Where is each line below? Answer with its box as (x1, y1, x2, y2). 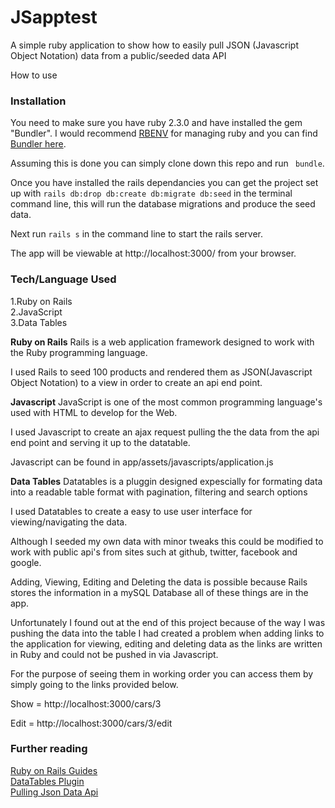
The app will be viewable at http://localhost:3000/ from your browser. (10, 247, 297, 260)
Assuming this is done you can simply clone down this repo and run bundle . (10, 157, 325, 170)
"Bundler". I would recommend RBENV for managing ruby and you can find (10, 127, 318, 140)
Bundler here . (10, 138, 67, 150)
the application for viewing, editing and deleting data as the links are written (10, 637, 323, 650)
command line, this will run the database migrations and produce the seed (10, 198, 316, 210)
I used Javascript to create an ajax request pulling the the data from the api (10, 426, 320, 438)
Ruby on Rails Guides (10, 764, 98, 776)
